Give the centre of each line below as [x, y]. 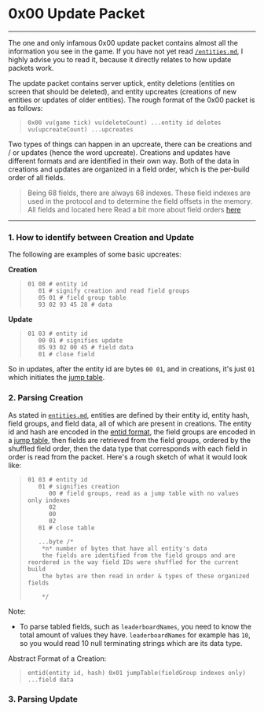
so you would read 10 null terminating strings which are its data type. [131, 643]
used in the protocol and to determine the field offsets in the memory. [140, 201]
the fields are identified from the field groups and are [139, 555]
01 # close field [66, 355]
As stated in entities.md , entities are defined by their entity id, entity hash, [129, 415]
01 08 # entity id [57, 284]
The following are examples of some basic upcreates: [95, 255]
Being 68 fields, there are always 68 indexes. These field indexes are [139, 193]
